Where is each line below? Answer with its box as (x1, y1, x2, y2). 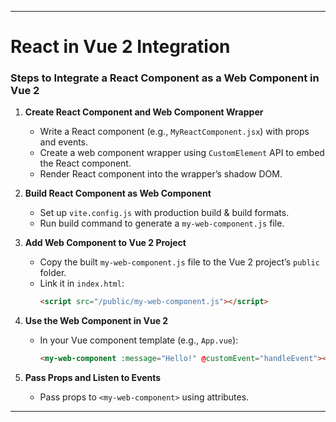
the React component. (39, 157, 132, 170)
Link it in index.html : (39, 277, 125, 290)
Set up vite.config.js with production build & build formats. (39, 207, 290, 219)
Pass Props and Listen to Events (24, 372, 162, 384)
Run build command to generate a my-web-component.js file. (39, 217, 285, 230)
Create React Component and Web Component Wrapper (24, 106, 264, 118)
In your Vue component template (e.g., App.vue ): (39, 334, 239, 346)
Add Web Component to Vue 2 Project (24, 237, 187, 249)
